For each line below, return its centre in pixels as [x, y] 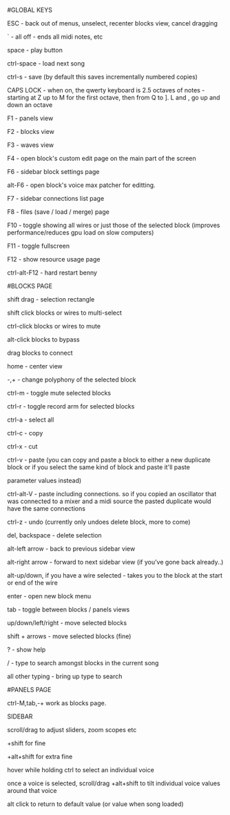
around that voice [32, 791]
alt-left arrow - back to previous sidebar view [71, 549]
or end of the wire [33, 583]
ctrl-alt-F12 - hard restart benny [52, 273]
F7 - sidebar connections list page [56, 198]
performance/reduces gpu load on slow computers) [81, 233]
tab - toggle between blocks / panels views [69, 609]
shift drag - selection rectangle [51, 299]
